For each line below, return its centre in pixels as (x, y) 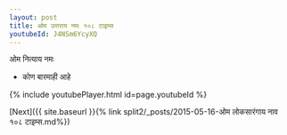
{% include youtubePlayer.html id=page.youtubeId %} (108, 95)
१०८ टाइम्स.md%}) (40, 122)
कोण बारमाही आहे (46, 77)
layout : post (33, 17)
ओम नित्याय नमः (32, 60)
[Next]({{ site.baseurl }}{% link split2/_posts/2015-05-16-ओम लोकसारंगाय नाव (143, 112)
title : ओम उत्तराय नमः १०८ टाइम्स (61, 26)
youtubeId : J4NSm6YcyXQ (53, 34)
